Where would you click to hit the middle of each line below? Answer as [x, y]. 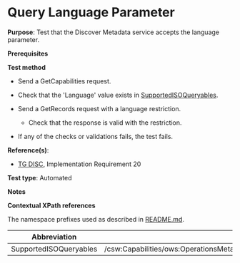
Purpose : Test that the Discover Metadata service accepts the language [114, 32]
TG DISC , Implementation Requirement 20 [79, 164]
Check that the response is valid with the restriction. [105, 123]
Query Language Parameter [91, 12]
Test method [27, 67]
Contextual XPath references [51, 205]
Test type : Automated [40, 177]
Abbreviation [54, 237]
